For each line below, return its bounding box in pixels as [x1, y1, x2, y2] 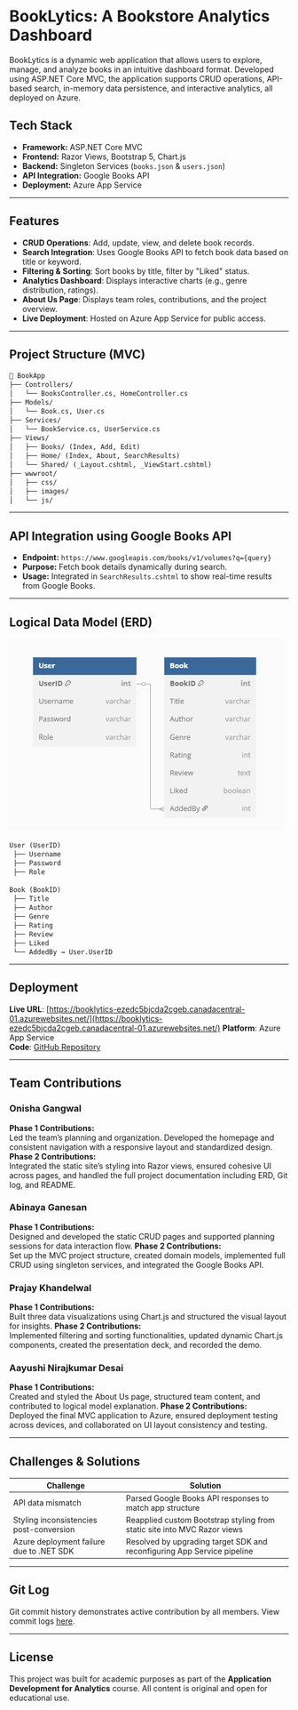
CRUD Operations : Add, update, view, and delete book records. [21, 237, 255, 248]
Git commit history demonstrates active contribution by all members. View [9, 1606, 280, 1617]
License [9, 1650, 54, 1665]
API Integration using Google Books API [9, 528, 232, 543]
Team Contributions [9, 1076, 122, 1091]
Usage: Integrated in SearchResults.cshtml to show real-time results [21, 571, 272, 582]
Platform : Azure [222, 1023, 281, 1033]
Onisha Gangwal [9, 1103, 82, 1115]
